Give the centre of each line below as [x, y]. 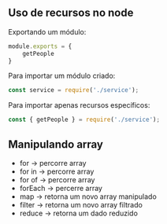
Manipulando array [56, 144]
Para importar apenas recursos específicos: [79, 105]
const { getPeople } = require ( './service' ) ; [84, 120]
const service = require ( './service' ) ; [74, 90]
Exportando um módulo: [47, 31]
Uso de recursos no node [71, 13]
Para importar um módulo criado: [62, 76]
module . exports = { [40, 46]
